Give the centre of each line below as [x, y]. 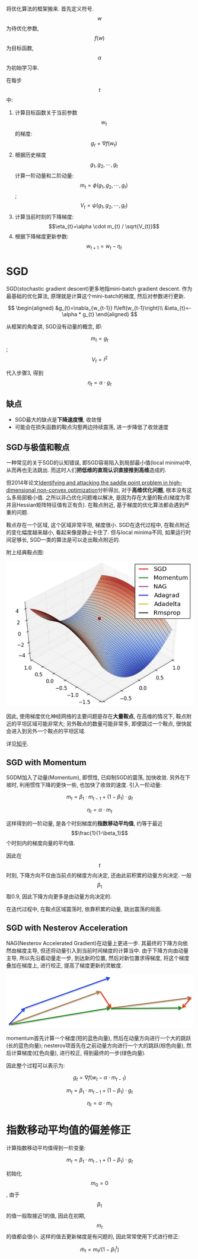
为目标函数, [20, 48]
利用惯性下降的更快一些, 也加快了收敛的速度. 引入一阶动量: [90, 785]
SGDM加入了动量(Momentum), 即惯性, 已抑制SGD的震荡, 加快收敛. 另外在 [96, 778]
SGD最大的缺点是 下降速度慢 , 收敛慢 [58, 419]
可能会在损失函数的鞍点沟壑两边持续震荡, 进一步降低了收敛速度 [92, 427]
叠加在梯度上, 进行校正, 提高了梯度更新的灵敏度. [64, 965]
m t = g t [100, 339]
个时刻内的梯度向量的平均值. [41, 843]
